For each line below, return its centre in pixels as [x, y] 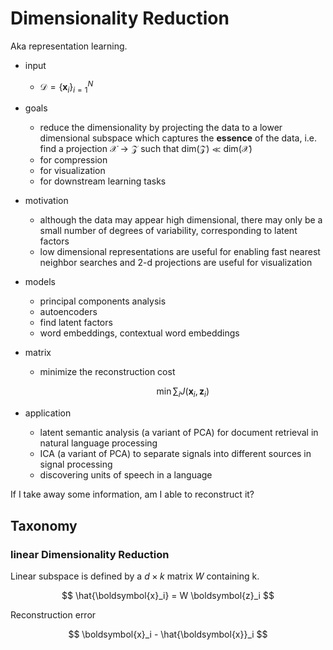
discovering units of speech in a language [126, 475]
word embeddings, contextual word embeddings [139, 333]
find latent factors [76, 323]
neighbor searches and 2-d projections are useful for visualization [176, 263]
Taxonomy [44, 525]
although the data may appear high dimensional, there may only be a [181, 220]
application [48, 413]
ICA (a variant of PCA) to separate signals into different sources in [175, 454]
